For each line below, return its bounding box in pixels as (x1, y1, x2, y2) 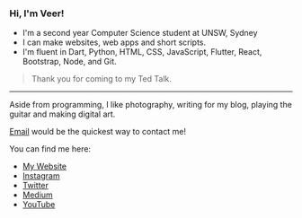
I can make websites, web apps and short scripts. (22, 37, 207, 48)
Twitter (22, 180, 49, 191)
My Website (22, 161, 67, 172)
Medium (22, 189, 54, 200)
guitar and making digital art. (9, 109, 116, 119)
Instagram (22, 170, 60, 181)
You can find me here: (9, 144, 92, 154)
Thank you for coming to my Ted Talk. (31, 74, 173, 84)
